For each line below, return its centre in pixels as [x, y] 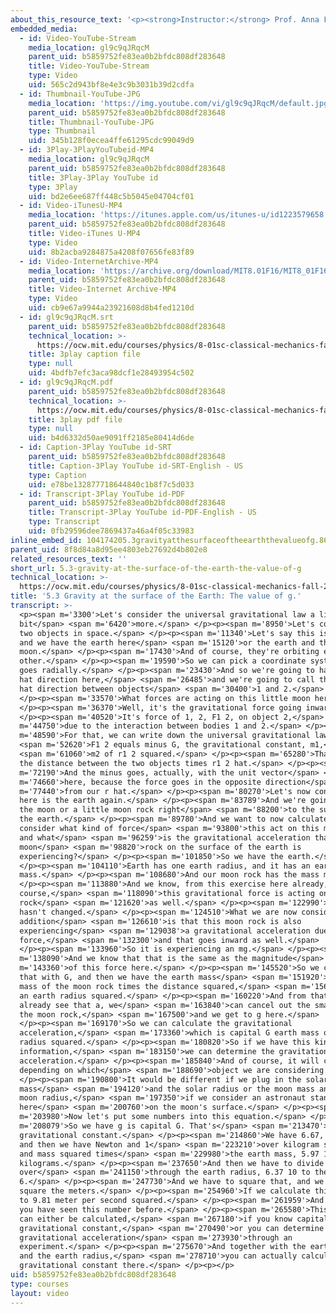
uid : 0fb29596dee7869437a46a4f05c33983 [111, 531]
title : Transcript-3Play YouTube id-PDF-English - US [142, 512]
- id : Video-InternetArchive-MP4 [89, 261]
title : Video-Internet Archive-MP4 [102, 289]
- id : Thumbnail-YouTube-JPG [80, 94]
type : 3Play [53, 187]
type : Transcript [64, 522]
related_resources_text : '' [69, 559]
